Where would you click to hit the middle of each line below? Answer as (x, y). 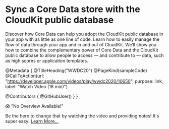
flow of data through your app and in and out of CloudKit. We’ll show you (81, 44)
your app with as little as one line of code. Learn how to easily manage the (82, 39)
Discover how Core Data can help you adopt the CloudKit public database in (84, 34)
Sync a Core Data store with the (73, 9)
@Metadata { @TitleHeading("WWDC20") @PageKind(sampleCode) (76, 70)
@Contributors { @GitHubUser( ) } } (42, 96)
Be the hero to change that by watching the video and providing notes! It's (82, 116)
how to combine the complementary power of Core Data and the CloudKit (82, 50)
